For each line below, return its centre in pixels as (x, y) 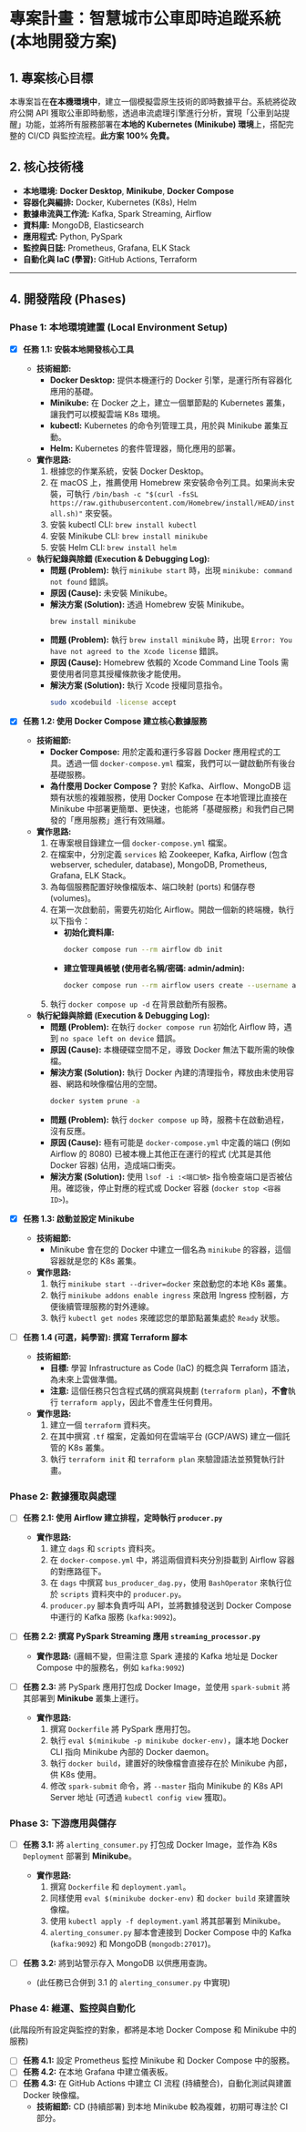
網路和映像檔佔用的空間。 (114, 1084)
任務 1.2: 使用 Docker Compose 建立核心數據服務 (115, 722)
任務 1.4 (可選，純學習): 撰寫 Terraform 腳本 (105, 1338)
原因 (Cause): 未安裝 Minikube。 (111, 592)
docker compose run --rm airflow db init (143, 950)
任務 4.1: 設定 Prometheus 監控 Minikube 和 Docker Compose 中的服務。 (158, 2061)
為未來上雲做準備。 (86, 1379)
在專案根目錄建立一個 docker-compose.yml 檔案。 (141, 843)
